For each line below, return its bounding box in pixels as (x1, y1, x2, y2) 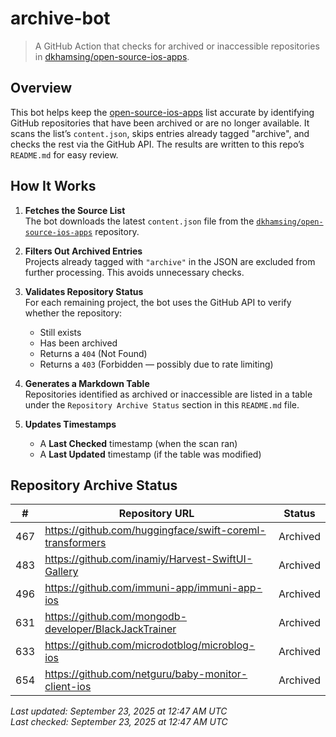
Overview (10, 80, 73, 97)
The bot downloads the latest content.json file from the (24, 215, 255, 227)
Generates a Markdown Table (24, 377, 150, 389)
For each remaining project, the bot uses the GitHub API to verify (24, 296, 292, 308)
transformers (44, 536, 107, 550)
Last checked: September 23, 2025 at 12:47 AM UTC (10, 716, 228, 728)
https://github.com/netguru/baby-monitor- (44, 667, 248, 681)
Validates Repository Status (24, 285, 144, 297)
